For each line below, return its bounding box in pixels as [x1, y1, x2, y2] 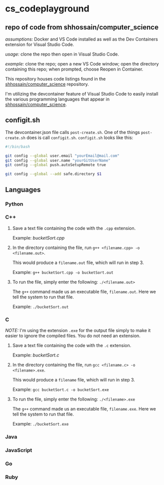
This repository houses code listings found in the [5, 76, 106, 81]
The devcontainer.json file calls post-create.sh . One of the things [5, 129, 140, 135]
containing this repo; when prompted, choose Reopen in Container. [5, 66, 143, 72]
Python [5, 200, 23, 207]
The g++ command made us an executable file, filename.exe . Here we [12, 406, 156, 412]
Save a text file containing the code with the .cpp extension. [12, 225, 136, 231]
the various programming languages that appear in [5, 96, 110, 102]
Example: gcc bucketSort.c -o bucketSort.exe [12, 386, 109, 392]
